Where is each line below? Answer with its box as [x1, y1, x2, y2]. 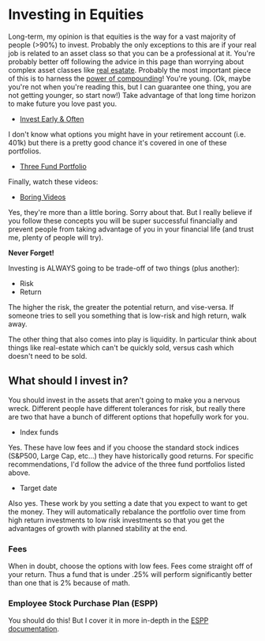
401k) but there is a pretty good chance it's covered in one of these [8, 138, 227, 147]
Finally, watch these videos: [8, 176, 99, 187]
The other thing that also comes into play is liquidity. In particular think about [8, 334, 257, 344]
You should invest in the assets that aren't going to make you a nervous [8, 395, 241, 405]
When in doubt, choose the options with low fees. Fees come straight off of [8, 561, 253, 571]
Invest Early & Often [19, 114, 84, 123]
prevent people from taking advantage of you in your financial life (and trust [8, 224, 254, 234]
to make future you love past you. [8, 99, 118, 108]
